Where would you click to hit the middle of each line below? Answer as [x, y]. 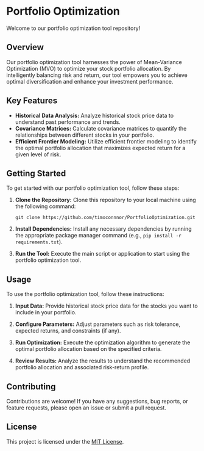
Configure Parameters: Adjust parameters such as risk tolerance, [98, 324]
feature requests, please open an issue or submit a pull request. [86, 408]
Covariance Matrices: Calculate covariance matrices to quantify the [101, 128]
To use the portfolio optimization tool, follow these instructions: [85, 294]
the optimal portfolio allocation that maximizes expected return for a [100, 148]
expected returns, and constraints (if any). [68, 331]
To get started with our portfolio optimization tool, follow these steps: [93, 188]
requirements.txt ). [39, 242]
